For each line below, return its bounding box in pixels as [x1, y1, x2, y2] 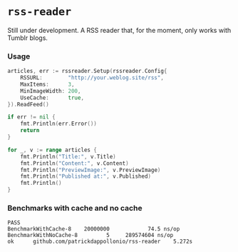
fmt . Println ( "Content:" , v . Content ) [20, 159, 130, 167]
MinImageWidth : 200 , [20, 87, 81, 94]
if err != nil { [7, 114, 56, 121]
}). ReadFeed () [7, 101, 50, 108]
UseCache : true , [20, 94, 84, 101]
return [20, 127, 40, 134]
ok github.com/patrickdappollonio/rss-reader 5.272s [7, 238, 193, 246]
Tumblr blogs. [7, 34, 48, 42]
